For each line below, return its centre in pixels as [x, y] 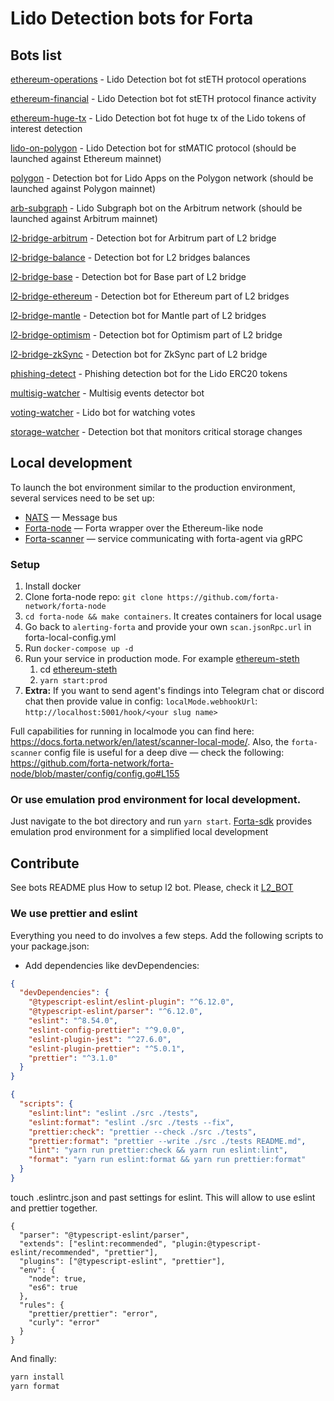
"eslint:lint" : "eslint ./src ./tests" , [113, 1113]
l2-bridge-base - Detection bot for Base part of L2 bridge [128, 276]
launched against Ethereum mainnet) [86, 158]
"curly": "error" [64, 1322]
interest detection [46, 128]
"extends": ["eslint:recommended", [93, 1243]
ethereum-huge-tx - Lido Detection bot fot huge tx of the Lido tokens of [158, 118]
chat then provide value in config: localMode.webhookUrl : [141, 701]
